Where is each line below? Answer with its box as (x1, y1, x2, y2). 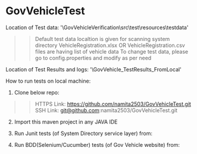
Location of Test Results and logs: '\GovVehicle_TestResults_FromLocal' (5, 65, 182, 73)
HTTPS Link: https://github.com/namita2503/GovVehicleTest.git (35, 100, 192, 108)
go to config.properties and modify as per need (35, 54, 152, 61)
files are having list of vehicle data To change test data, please (35, 48, 189, 55)
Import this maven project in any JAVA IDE (14, 118, 118, 125)
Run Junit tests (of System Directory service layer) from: (14, 130, 153, 137)
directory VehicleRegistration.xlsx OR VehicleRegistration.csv (35, 42, 185, 49)
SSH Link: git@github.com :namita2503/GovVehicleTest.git (35, 106, 178, 114)
